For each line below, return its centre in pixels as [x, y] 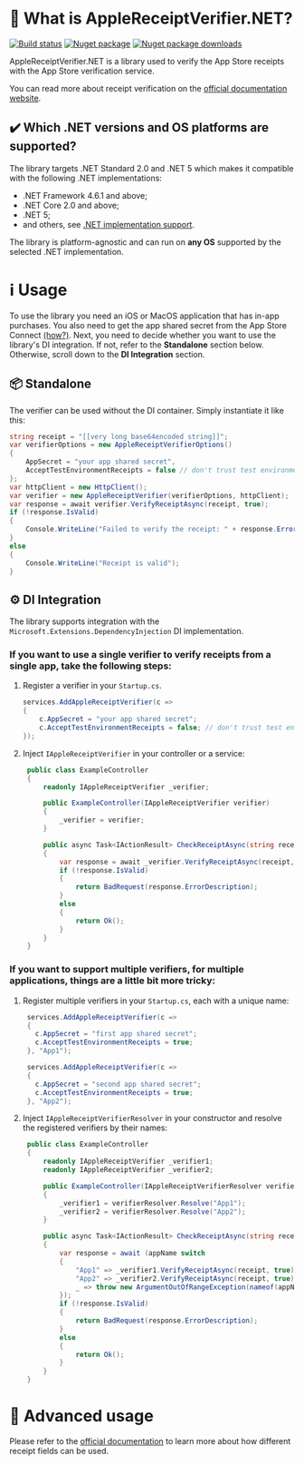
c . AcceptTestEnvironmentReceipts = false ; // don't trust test [161, 728]
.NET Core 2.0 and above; [71, 205]
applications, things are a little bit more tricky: [112, 981]
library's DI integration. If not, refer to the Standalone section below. [137, 345]
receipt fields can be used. [59, 1450]
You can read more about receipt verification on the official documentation [148, 88]
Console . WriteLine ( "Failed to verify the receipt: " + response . [152, 530]
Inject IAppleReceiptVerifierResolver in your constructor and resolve [152, 1118]
